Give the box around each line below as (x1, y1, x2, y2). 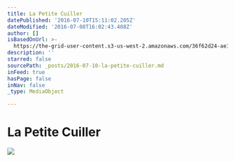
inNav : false (7, 82, 45, 89)
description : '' (7, 50, 55, 57)
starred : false (7, 56, 52, 63)
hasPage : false (7, 75, 52, 82)
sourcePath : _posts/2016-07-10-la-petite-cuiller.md (7, 62, 164, 69)
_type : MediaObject (7, 88, 64, 95)
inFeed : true (7, 68, 45, 75)
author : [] (7, 29, 39, 37)
